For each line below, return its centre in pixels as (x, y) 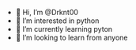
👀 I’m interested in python (57, 21)
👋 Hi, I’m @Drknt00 (47, 12)
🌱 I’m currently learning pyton (64, 29)
